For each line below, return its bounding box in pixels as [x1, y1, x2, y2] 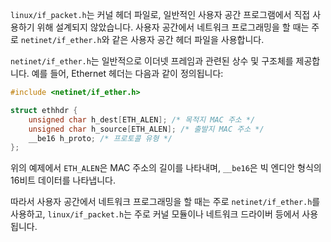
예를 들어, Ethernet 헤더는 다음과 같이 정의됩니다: [31, 68, 224, 79]
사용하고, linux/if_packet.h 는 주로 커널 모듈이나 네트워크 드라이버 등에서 [10, 208, 300, 220]
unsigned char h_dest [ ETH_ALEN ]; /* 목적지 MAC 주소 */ [28, 114, 256, 125]
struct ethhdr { [10, 105, 78, 115]
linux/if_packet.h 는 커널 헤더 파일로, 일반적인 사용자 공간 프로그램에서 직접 [10, 9, 311, 20]
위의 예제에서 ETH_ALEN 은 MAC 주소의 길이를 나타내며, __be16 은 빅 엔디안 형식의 [10, 162, 322, 174]
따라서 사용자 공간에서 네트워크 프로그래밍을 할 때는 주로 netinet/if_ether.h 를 [10, 196, 321, 208]
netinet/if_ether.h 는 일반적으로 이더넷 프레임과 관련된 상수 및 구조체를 [10, 55, 294, 67]
